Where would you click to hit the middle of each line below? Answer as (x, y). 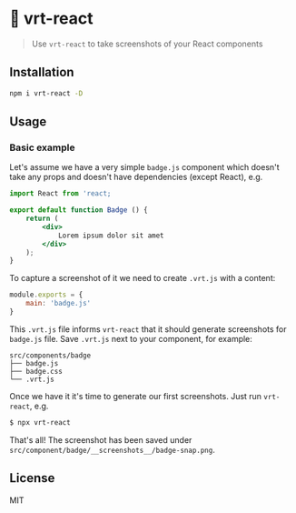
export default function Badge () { (79, 210)
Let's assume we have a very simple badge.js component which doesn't (144, 167)
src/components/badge (50, 355)
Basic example (42, 147)
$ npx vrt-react (40, 422)
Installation (42, 72)
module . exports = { (46, 295)
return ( (42, 219)
